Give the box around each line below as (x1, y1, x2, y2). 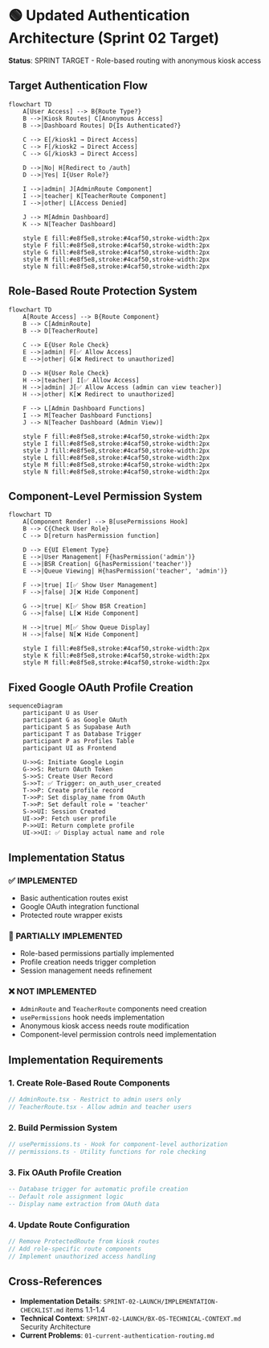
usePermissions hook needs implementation (19, 1012, 165, 1023)
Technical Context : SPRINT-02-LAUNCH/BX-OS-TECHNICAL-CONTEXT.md (19, 1313, 242, 1323)
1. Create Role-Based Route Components (8, 1077, 170, 1088)
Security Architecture (19, 1321, 91, 1331)
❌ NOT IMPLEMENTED (8, 986, 97, 997)
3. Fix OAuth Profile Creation (8, 1167, 122, 1178)
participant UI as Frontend (22, 744, 116, 753)
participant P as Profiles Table (22, 738, 135, 746)
